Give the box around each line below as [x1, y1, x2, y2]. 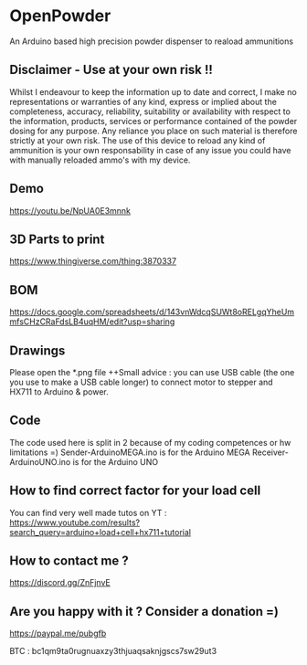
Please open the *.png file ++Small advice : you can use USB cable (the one [9, 367, 295, 377]
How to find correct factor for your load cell [9, 483, 261, 499]
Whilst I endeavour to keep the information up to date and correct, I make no [9, 86, 297, 97]
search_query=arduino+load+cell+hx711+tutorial [9, 526, 192, 537]
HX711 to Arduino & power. [9, 386, 109, 397]
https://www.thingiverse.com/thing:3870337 [9, 256, 176, 267]
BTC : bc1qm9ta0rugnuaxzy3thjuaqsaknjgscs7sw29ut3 [9, 646, 217, 657]
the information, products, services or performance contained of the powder [9, 115, 298, 126]
